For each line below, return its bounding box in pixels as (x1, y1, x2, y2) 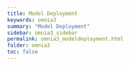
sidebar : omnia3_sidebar (7, 29, 78, 36)
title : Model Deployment (7, 10, 78, 17)
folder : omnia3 (7, 42, 51, 49)
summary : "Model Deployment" (7, 23, 90, 30)
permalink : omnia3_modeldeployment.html (7, 36, 125, 43)
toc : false (7, 49, 38, 56)
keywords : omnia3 (7, 16, 57, 23)
